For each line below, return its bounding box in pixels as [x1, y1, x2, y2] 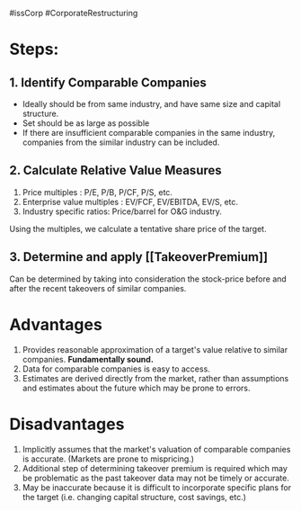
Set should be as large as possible [22, 118, 150, 129]
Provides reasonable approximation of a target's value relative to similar [22, 344, 288, 354]
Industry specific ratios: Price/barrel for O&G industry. [22, 206, 223, 217]
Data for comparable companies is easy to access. [22, 363, 211, 374]
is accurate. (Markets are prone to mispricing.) [22, 453, 195, 464]
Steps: [9, 40, 59, 59]
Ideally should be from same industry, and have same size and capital [22, 99, 281, 109]
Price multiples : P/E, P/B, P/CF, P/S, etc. [22, 186, 173, 197]
